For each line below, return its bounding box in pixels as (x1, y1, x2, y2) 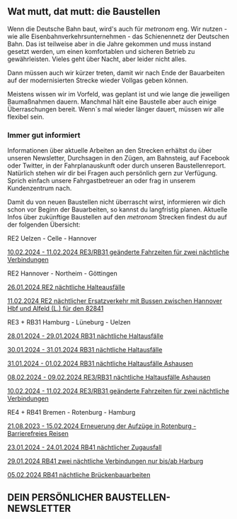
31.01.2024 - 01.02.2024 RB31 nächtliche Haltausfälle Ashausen (7, 359, 193, 368)
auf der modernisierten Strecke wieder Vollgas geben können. (7, 76, 189, 84)
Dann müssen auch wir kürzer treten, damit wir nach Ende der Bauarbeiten (7, 68, 225, 77)
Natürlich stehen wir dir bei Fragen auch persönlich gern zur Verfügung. (7, 169, 218, 177)
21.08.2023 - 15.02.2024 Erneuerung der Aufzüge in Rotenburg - (7, 422, 197, 430)
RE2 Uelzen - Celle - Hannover (7, 234, 97, 243)
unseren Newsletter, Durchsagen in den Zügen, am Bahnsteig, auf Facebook (7, 154, 230, 163)
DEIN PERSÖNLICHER (7, 491, 104, 503)
